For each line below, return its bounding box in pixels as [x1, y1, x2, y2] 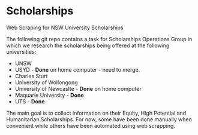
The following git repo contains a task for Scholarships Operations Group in [6, 35, 193, 42]
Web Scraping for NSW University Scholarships [6, 24, 124, 31]
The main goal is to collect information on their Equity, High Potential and [6, 109, 187, 116]
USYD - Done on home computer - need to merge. [14, 66, 140, 73]
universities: [6, 48, 37, 55]
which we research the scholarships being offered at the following [6, 42, 170, 49]
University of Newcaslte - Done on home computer [14, 85, 142, 92]
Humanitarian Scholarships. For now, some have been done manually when [6, 115, 192, 123]
